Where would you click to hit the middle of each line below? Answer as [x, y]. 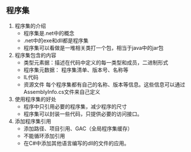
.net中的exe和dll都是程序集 [56, 40]
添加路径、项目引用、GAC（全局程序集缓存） [78, 129]
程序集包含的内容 [35, 55]
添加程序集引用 [33, 121]
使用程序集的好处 [35, 99]
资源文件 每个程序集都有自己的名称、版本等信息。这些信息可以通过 [104, 85]
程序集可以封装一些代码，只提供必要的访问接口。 [83, 114]
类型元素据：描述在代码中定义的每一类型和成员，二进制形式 [96, 62]
